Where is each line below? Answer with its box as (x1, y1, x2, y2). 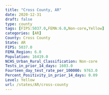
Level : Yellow (5, 77, 35, 82)
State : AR (5, 40, 26, 45)
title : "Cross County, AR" (5, 7, 62, 13)
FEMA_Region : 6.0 (5, 49, 42, 54)
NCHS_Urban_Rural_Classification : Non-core (5, 59, 98, 64)
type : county (5, 21, 33, 27)
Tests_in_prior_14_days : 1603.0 (5, 63, 73, 68)
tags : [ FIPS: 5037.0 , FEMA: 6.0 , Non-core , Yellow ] (5, 26, 104, 31)
